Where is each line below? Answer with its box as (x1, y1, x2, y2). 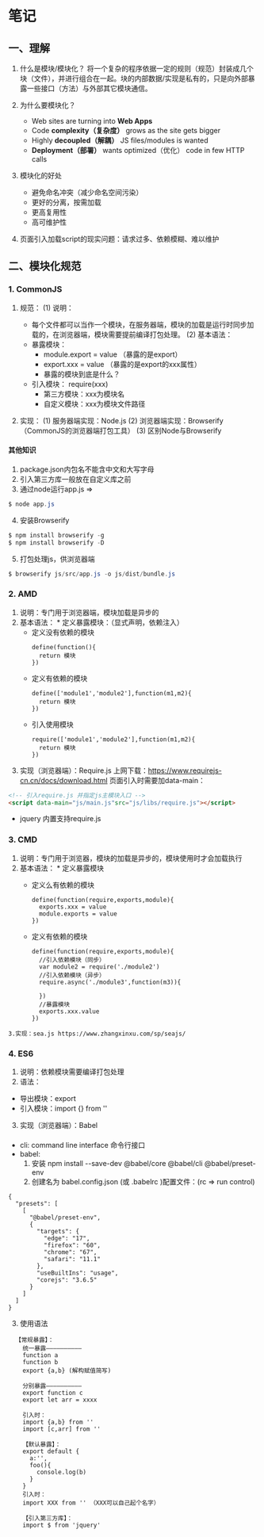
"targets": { (36, 1227, 80, 1235)
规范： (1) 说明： (19, 303, 74, 312)
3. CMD (8, 834, 38, 845)
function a (22, 1351, 59, 1359)
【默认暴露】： (22, 1440, 61, 1448)
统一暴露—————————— (22, 1344, 82, 1352)
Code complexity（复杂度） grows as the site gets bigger (31, 126, 220, 135)
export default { (22, 1447, 80, 1455)
